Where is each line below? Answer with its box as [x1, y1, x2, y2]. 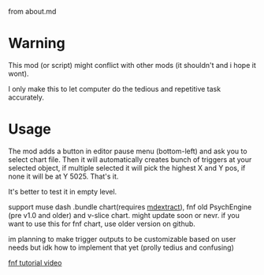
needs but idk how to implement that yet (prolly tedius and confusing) [8, 243, 234, 252]
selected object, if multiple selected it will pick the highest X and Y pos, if [8, 163, 246, 172]
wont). [8, 69, 29, 78]
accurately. [8, 92, 45, 102]
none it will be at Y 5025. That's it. [8, 171, 119, 181]
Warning [8, 35, 65, 52]
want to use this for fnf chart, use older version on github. [8, 219, 195, 228]
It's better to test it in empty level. [8, 186, 117, 196]
